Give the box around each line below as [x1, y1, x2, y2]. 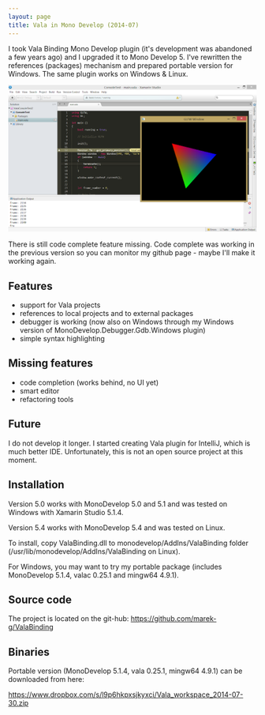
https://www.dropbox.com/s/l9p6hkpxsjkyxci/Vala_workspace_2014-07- [8, 690, 244, 699]
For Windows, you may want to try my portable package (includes [8, 562, 222, 571]
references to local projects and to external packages [19, 309, 194, 318]
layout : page [8, 13, 51, 21]
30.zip [8, 698, 29, 708]
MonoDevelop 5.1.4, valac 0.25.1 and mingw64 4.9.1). [8, 570, 179, 580]
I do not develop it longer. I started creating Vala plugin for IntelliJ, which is [8, 438, 251, 448]
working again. [8, 257, 57, 266]
